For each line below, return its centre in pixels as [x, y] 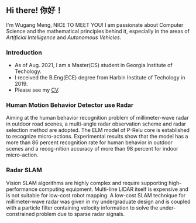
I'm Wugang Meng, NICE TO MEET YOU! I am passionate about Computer [95, 25]
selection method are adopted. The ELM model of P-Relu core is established [98, 130]
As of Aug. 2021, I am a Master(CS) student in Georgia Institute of [93, 65]
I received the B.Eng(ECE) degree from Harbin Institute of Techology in [100, 78]
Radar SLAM [24, 170]
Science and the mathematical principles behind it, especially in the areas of [98, 31]
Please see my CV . [37, 90]
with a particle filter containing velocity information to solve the [82, 208]
